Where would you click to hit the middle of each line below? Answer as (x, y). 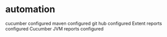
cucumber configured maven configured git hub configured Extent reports (84, 23)
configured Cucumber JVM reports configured (55, 28)
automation (30, 9)
